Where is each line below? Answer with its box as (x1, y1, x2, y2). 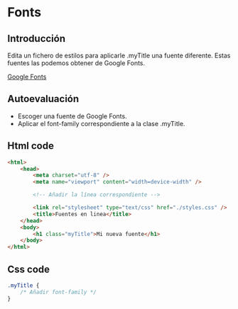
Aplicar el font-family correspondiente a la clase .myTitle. (17, 119, 185, 128)
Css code (7, 263, 50, 275)
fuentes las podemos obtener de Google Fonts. (7, 59, 146, 67)
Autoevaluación (7, 93, 80, 105)
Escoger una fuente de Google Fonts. (17, 111, 127, 120)
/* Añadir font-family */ (20, 288, 97, 296)
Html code (7, 140, 55, 152)
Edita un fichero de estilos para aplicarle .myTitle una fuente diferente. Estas (7, 51, 231, 60)
